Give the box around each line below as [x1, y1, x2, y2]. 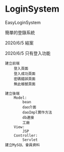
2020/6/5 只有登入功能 [5, 50, 51, 56]
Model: [14, 95, 27, 100]
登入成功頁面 [14, 71, 35, 76]
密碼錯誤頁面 [14, 76, 35, 81]
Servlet [22, 137, 38, 142]
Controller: [14, 133, 38, 138]
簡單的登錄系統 [5, 29, 35, 35]
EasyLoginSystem [5, 19, 41, 25]
